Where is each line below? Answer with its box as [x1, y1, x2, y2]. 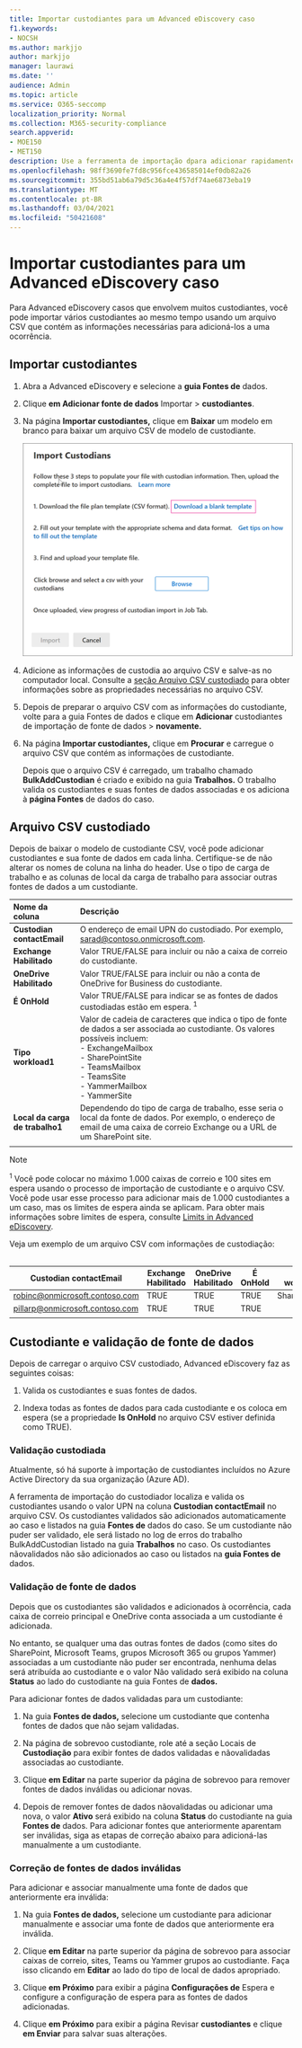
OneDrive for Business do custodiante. [79, 978, 223, 989]
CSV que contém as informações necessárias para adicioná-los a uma [9, 321, 271, 332]
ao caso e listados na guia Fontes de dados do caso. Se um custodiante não [9, 1520, 292, 1531]
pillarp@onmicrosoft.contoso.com [13, 1303, 139, 1314]
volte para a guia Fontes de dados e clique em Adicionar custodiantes [22, 711, 283, 722]
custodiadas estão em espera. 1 [79, 999, 198, 1012]
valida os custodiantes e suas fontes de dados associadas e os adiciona [22, 784, 290, 794]
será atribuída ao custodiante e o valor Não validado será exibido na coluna [9, 1666, 289, 1677]
